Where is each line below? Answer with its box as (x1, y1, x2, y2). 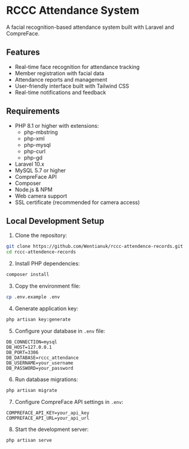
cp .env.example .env (6, 294, 60, 300)
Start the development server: (14, 426, 89, 433)
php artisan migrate (6, 387, 58, 393)
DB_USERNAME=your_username (6, 360, 74, 366)
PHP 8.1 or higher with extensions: (14, 122, 99, 129)
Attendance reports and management (14, 76, 108, 83)
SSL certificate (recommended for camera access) (14, 199, 141, 206)
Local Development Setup (6, 215, 105, 226)
